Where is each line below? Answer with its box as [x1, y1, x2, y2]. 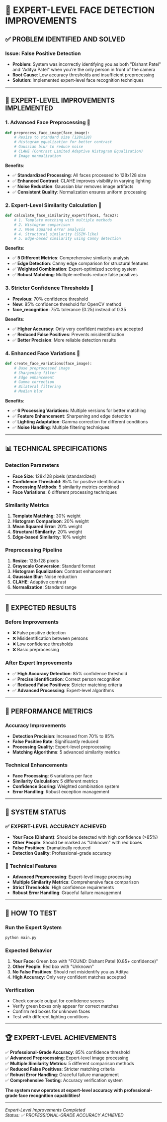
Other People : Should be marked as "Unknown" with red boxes [12, 840, 143, 846]
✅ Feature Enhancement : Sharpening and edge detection [12, 413, 131, 419]
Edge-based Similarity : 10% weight [12, 534, 86, 540]
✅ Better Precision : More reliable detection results [12, 337, 116, 343]
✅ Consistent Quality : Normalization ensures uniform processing [12, 189, 147, 195]
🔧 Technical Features [5, 862, 57, 869]
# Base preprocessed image [14, 366, 70, 371]
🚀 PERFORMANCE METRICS [5, 707, 93, 715]
